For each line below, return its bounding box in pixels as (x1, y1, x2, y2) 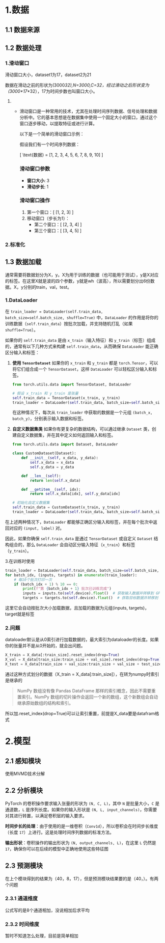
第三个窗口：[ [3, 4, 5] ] (34, 227, 82, 233)
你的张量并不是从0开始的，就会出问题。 (5, 643, 85, 649)
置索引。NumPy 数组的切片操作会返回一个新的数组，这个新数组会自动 (17, 693, 158, 700)
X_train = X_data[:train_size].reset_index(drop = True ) (5, 653, 120, 658)
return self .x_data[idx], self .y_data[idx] (30, 492, 120, 497)
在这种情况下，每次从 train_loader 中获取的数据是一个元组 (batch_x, (12, 410, 153, 416)
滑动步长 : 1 (27, 184, 49, 190)
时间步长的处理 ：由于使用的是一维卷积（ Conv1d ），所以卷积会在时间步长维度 (5, 823, 158, 829)
